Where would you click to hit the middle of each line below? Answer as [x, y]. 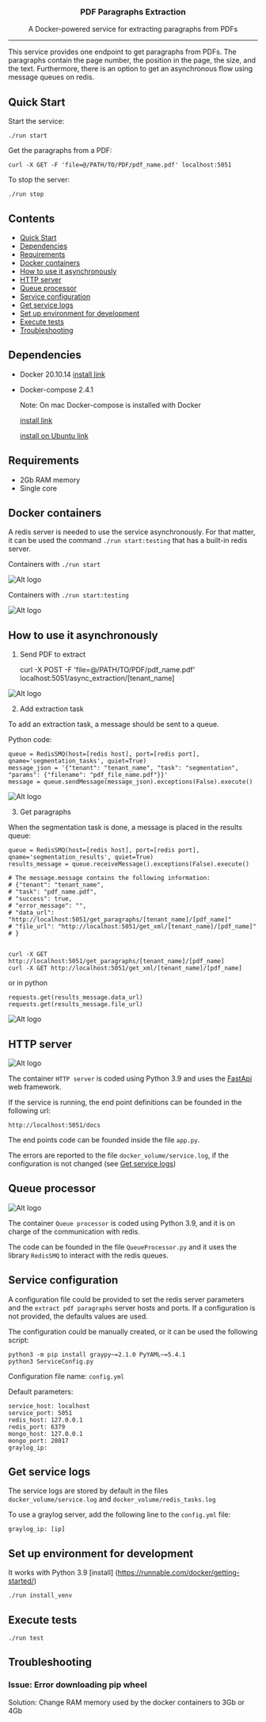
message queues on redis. [51, 77]
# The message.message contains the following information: [110, 878]
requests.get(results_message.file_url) [76, 1004]
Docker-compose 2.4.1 [56, 389]
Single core [38, 488]
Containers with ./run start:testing [68, 595]
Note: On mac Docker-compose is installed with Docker [110, 405]
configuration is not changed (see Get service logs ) [92, 1163]
